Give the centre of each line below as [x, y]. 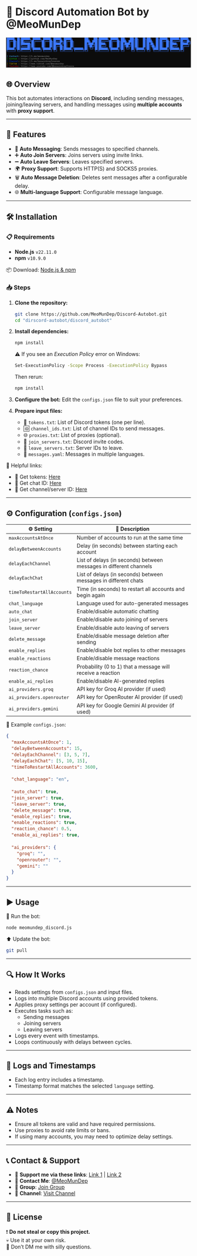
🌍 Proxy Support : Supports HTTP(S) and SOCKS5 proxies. [86, 168]
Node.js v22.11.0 [35, 252]
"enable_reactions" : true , [44, 823]
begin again [91, 595]
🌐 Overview [28, 84]
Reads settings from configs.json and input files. [74, 992]
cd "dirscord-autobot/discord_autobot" [63, 320]
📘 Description [132, 529]
